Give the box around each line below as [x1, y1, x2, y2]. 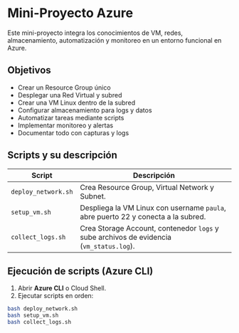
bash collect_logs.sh [7, 319, 72, 326]
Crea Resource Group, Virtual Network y [80, 182, 215, 192]
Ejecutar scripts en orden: [17, 292, 94, 300]
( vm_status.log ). [80, 240, 135, 250]
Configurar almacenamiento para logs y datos [17, 105, 152, 115]
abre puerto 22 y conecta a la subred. [80, 211, 206, 221]
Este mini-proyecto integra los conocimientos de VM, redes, [7, 28, 184, 37]
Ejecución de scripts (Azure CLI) [7, 265, 154, 277]
